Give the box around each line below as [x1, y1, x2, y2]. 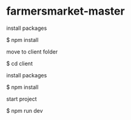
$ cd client [6, 60, 33, 67]
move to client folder [6, 48, 58, 55]
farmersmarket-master [6, 4, 126, 18]
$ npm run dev [6, 107, 44, 114]
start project [6, 95, 38, 102]
